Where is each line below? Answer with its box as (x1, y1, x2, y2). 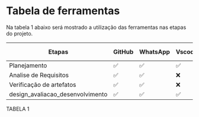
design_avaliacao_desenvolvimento (9, 90, 108, 98)
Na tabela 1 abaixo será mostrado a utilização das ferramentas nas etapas (6, 24, 187, 31)
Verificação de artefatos (9, 80, 76, 89)
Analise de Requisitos (9, 71, 69, 79)
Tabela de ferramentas (6, 4, 120, 18)
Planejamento (9, 61, 47, 69)
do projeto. (6, 30, 33, 37)
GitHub (113, 47, 134, 56)
